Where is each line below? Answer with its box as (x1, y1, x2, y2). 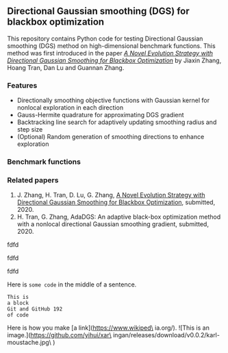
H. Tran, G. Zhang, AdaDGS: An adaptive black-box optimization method (16, 212, 221, 221)
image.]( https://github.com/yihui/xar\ (7, 331, 112, 339)
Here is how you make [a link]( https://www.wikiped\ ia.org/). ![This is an (7, 324, 210, 332)
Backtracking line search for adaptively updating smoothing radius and (16, 118, 217, 126)
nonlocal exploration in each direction (16, 104, 124, 112)
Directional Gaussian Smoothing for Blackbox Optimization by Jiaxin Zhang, (7, 56, 222, 64)
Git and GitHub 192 (7, 306, 63, 313)
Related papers (7, 175, 59, 184)
